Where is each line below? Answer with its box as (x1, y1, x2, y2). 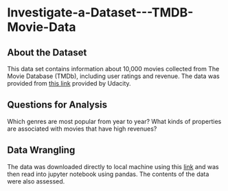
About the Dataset (7, 47, 87, 58)
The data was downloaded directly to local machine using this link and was (7, 162, 219, 170)
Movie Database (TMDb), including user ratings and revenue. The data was (7, 72, 220, 80)
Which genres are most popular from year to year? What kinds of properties (7, 117, 222, 125)
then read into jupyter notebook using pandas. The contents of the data (7, 170, 209, 178)
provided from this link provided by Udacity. (7, 79, 132, 87)
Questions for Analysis (7, 99, 108, 111)
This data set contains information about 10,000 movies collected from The (7, 65, 220, 73)
